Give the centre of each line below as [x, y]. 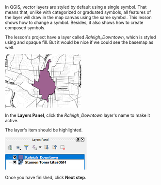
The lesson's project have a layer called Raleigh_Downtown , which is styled [80, 37]
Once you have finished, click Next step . [46, 177]
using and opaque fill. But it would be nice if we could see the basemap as [79, 42]
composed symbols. [25, 28]
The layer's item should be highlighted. [44, 130]
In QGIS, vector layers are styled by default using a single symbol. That [76, 7]
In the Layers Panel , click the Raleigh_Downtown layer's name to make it [78, 115]
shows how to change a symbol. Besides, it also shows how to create [74, 22]
